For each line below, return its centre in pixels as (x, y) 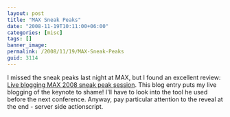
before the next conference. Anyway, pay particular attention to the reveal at (115, 99)
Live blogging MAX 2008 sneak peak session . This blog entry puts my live (112, 84)
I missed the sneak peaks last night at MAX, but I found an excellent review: (114, 77)
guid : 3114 (23, 58)
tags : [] (20, 39)
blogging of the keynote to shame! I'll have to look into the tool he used (107, 92)
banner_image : (27, 45)
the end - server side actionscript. (55, 106)
